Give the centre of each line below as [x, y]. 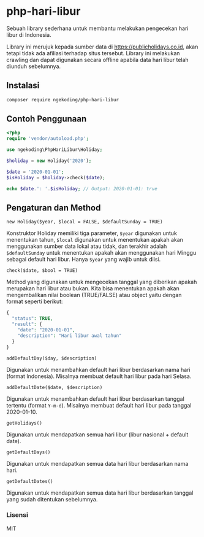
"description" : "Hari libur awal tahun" [70, 336]
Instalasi [23, 86]
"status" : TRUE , [32, 319]
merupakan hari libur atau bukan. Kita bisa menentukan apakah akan [93, 288]
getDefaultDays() [28, 452]
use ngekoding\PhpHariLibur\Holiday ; [55, 150]
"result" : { [27, 324]
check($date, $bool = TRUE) [42, 271]
